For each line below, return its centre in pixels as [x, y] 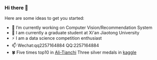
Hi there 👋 [17, 8]
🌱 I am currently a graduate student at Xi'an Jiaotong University [75, 33]
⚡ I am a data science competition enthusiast [57, 38]
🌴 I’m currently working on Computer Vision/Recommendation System [82, 28]
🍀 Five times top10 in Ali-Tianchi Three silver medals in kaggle [74, 52]
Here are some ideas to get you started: [45, 18]
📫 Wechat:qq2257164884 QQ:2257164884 [55, 45]
